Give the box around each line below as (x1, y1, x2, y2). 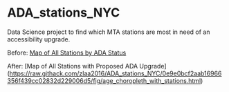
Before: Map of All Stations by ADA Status (7, 48, 127, 57)
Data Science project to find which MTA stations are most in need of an (7, 28, 210, 36)
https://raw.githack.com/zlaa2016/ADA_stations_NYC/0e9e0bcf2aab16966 (9, 69, 222, 77)
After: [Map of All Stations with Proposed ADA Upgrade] (7, 62, 167, 70)
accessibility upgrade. (7, 35, 71, 43)
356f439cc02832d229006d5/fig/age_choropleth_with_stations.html (7, 76, 201, 84)
